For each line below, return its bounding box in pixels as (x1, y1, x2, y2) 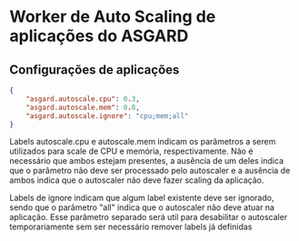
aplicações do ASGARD (9, 25, 189, 46)
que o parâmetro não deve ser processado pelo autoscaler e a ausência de (9, 166, 291, 176)
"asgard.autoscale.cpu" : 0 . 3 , (25, 94, 141, 104)
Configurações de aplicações (9, 62, 180, 77)
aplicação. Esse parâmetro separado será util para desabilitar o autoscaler (9, 212, 288, 223)
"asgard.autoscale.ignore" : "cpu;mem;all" (25, 111, 189, 120)
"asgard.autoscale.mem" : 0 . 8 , (25, 103, 141, 112)
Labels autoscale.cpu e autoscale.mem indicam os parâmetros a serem (9, 136, 276, 147)
